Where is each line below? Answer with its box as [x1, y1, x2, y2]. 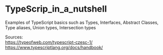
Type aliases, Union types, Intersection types [5, 24, 96, 30]
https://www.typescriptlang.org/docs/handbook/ [5, 44, 103, 50]
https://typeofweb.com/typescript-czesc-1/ [5, 39, 93, 45]
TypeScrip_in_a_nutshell [5, 3, 107, 15]
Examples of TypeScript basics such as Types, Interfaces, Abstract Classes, [5, 19, 159, 25]
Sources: [5, 34, 23, 40]
